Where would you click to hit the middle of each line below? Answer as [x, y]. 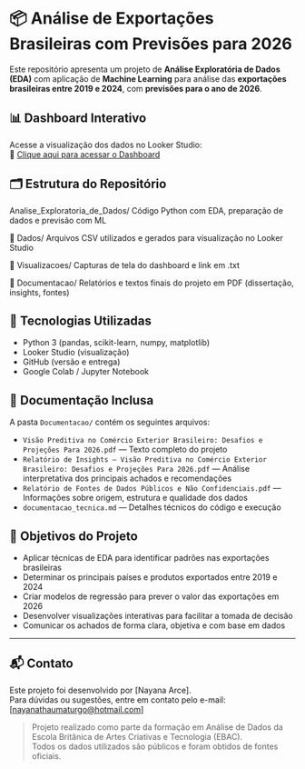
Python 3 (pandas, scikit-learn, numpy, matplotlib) [116, 343]
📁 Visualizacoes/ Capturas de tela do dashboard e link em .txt [125, 265]
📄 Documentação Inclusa [82, 400]
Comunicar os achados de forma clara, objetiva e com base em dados [154, 625]
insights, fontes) [39, 292]
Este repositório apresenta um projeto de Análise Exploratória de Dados [145, 69]
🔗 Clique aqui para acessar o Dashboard [85, 154]
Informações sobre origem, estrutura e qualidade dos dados [135, 498]
